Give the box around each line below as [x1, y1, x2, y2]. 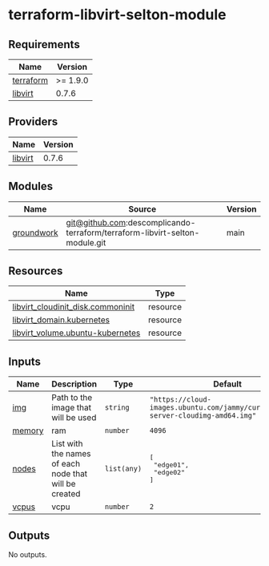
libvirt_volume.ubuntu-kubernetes [12, 327, 141, 338]
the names [51, 448, 91, 459]
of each [51, 459, 81, 470]
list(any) [104, 464, 143, 474]
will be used [51, 412, 97, 423]
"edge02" [153, 468, 186, 477]
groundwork [12, 227, 58, 238]
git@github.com [66, 216, 126, 228]
